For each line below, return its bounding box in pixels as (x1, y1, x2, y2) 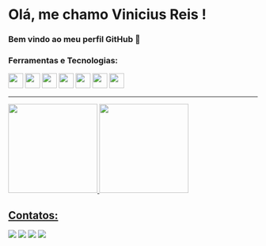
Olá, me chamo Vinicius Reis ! (8, 6, 207, 24)
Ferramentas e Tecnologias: (8, 55, 119, 66)
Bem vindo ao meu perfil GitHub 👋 (8, 34, 141, 45)
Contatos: (8, 208, 59, 222)
